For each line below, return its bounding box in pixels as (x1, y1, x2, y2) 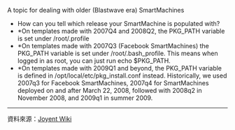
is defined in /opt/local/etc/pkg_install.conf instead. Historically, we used (17, 71, 227, 80)
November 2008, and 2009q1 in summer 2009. (17, 94, 153, 102)
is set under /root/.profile (17, 34, 90, 43)
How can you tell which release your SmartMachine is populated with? (17, 20, 220, 27)
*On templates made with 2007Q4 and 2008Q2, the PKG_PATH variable (17, 27, 225, 35)
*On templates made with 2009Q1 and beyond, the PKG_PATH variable (17, 64, 222, 72)
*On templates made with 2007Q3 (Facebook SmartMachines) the (17, 42, 210, 50)
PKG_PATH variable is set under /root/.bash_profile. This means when (17, 49, 218, 57)
